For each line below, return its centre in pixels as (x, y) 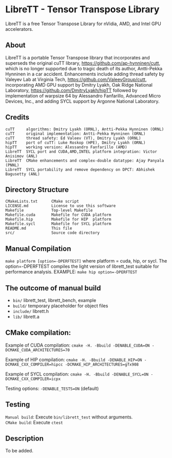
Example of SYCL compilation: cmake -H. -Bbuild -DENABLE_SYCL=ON (77, 374)
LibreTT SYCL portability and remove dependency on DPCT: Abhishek (80, 170)
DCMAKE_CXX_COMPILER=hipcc (34, 364)
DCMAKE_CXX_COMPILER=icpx (33, 379)
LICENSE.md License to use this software (61, 206)
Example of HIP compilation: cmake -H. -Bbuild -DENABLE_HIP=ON (74, 360)
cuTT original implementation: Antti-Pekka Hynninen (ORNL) (75, 134)
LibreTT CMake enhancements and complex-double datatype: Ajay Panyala (85, 161)
